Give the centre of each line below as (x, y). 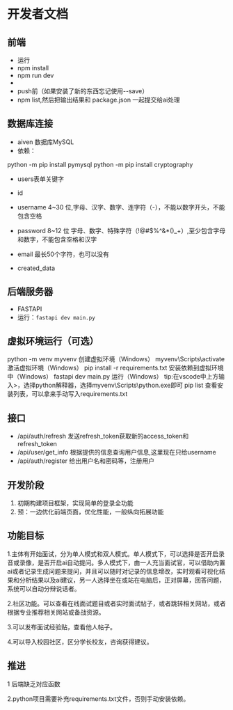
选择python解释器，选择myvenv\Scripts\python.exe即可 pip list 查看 (120, 385)
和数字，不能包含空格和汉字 (57, 239)
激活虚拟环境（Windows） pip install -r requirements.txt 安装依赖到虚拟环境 (115, 368)
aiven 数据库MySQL (46, 142)
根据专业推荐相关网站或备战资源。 (56, 612)
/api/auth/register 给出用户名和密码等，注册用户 (86, 461)
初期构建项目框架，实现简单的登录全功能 (75, 503)
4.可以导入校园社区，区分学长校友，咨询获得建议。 (80, 642)
